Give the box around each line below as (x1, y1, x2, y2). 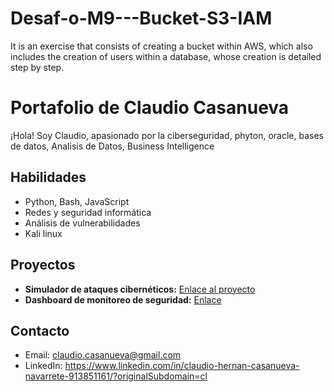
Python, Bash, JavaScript (24, 195, 130, 207)
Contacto (10, 322, 70, 339)
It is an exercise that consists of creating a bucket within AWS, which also (10, 40, 313, 52)
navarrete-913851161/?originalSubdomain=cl (24, 370, 208, 382)
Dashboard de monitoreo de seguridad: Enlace (24, 293, 222, 306)
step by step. (10, 61, 65, 73)
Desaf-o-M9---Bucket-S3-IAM (10, 7, 273, 30)
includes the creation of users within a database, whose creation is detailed (10, 50, 322, 62)
